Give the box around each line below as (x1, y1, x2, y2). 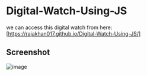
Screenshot (6, 47, 50, 58)
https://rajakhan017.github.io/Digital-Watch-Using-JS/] (8, 30, 141, 37)
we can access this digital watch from (6, 24, 99, 31)
